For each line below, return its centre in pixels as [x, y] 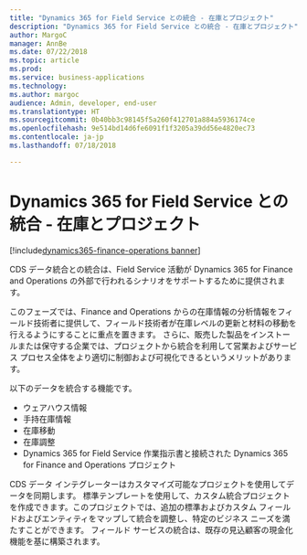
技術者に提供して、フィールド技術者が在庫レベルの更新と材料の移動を [165, 323]
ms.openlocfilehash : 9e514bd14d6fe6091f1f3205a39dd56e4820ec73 [132, 129]
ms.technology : [38, 86]
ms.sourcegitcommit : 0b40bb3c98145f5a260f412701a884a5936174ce [132, 120]
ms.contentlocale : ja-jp [57, 137]
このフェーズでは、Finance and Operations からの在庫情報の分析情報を [143, 311]
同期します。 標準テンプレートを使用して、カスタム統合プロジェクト [162, 496]
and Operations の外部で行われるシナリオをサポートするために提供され [143, 281]
